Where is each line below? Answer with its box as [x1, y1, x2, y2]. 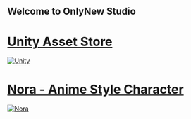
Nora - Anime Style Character [7, 81, 185, 97]
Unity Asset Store [7, 34, 113, 50]
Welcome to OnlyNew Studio [7, 6, 136, 17]
